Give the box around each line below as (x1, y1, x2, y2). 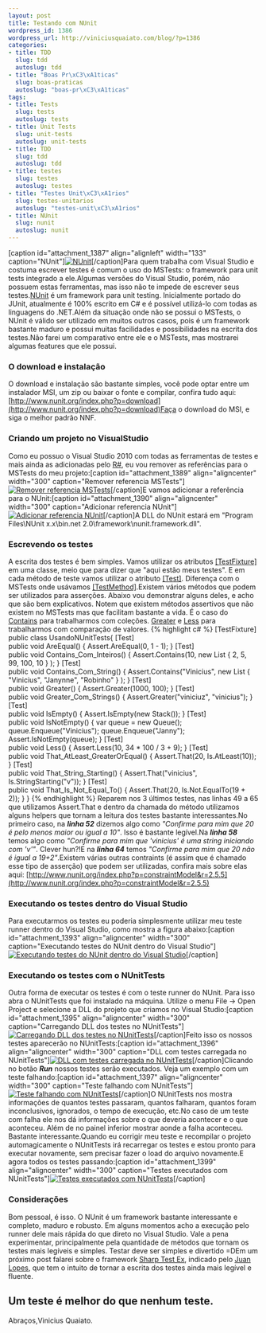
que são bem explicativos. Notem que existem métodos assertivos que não (8, 599, 254, 608)
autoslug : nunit (15, 226, 69, 235)
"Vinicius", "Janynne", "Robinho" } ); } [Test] (8, 674, 152, 685)
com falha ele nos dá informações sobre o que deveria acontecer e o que (8, 1115, 249, 1124)
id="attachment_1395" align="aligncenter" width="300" (8, 1013, 191, 1023)
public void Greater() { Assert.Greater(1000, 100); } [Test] (8, 683, 195, 693)
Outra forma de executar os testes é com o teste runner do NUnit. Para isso (8, 988, 256, 998)
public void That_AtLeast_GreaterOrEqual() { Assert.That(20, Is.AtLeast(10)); (8, 751, 256, 760)
